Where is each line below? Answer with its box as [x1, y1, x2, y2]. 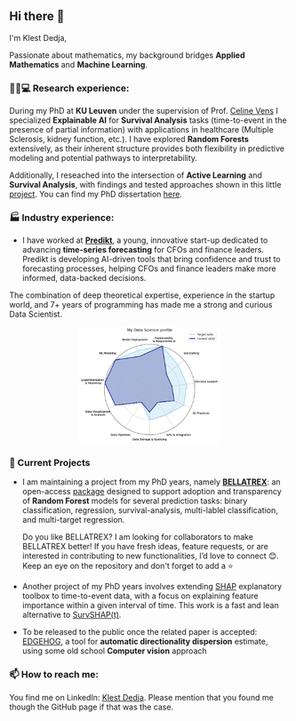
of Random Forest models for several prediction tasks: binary [21, 495, 248, 507]
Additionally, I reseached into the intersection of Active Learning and [9, 170, 262, 180]
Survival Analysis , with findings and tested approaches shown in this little [9, 180, 282, 190]
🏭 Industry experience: [9, 212, 115, 224]
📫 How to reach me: [9, 669, 100, 681]
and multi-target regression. [21, 515, 125, 525]
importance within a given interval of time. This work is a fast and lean [21, 600, 279, 611]
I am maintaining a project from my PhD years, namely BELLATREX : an [21, 477, 282, 487]
